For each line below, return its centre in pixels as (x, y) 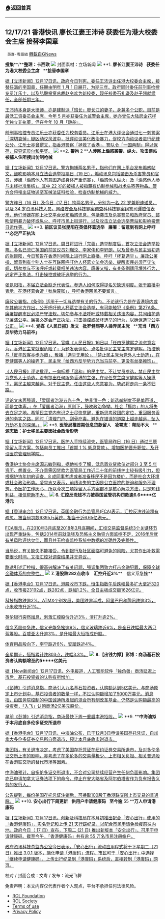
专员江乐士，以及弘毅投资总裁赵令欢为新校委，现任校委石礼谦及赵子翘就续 (80, 93)
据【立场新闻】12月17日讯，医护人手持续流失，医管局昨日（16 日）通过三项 (81, 442)
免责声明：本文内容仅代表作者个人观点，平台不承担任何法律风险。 (72, 886)
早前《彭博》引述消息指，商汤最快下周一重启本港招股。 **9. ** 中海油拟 (81, 717)
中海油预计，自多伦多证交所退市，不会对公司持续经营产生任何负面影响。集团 (82, 773)
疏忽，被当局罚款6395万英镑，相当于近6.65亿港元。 (58, 518)
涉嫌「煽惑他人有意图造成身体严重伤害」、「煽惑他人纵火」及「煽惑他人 (84, 180)
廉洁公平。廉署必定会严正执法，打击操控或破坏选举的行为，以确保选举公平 (84, 320)
